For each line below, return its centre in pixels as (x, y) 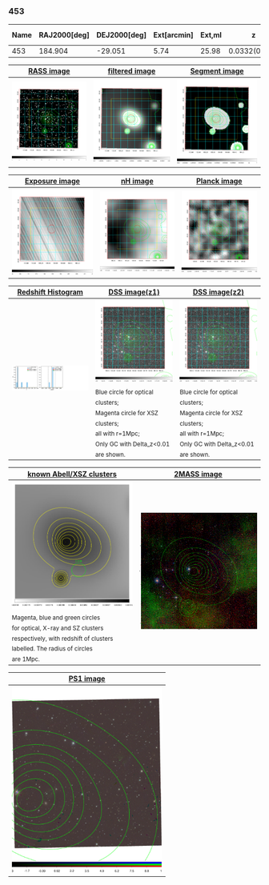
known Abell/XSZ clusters (72, 474)
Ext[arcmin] (173, 35)
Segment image (217, 71)
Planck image (219, 181)
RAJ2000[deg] (64, 35)
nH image (137, 181)
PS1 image (87, 679)
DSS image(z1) (134, 292)
